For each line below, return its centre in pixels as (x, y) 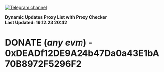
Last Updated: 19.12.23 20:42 (36, 23)
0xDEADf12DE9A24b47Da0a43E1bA (82, 53)
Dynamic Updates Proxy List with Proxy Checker (56, 17)
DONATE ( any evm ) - (49, 43)
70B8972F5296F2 (43, 64)
